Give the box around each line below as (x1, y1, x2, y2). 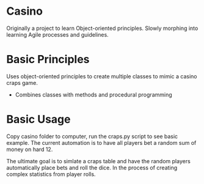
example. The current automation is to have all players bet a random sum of (6, 139, 197, 146)
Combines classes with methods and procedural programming (15, 90, 172, 98)
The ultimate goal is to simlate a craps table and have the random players (6, 157, 191, 164)
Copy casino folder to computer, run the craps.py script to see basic (6, 133, 178, 140)
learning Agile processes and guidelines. (6, 31, 109, 38)
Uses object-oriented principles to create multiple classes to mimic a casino (6, 72, 197, 80)
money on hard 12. (6, 145, 53, 153)
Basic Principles (6, 53, 90, 67)
